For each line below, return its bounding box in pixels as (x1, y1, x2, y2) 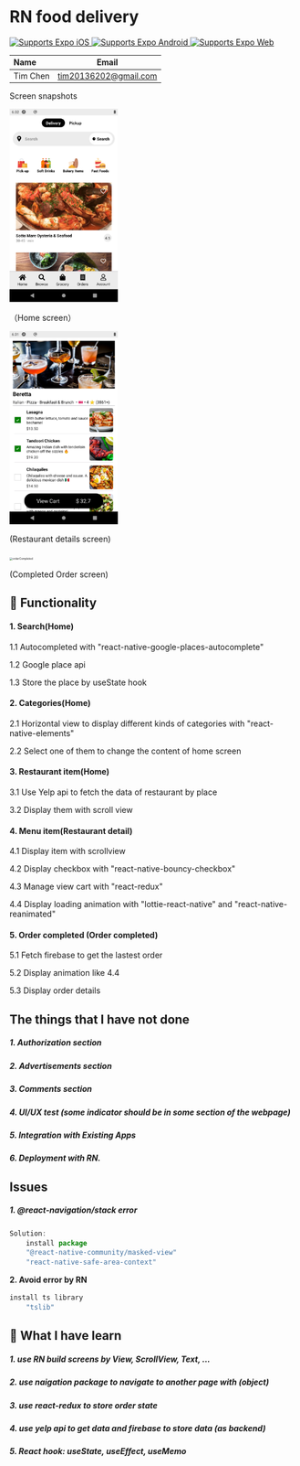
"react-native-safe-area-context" (26, 1257, 157, 1268)
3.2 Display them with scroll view (9, 805, 134, 816)
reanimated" (9, 908, 57, 920)
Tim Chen (13, 70, 50, 81)
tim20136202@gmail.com (57, 70, 158, 81)
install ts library (9, 1293, 84, 1302)
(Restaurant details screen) (9, 533, 111, 545)
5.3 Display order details (9, 985, 101, 996)
